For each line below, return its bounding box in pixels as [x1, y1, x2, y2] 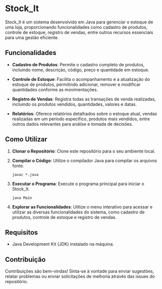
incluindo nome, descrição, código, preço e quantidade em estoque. [12, 67, 149, 73]
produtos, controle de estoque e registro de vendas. [12, 214, 117, 220]
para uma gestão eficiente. [5, 35, 59, 40]
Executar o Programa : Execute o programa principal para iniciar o [12, 181, 144, 187]
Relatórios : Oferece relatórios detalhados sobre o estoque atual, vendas [12, 111, 157, 116]
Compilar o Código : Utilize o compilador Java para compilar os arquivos [12, 157, 157, 163]
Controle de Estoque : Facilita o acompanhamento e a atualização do [12, 76, 150, 82]
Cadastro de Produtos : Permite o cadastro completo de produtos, [12, 61, 145, 67]
